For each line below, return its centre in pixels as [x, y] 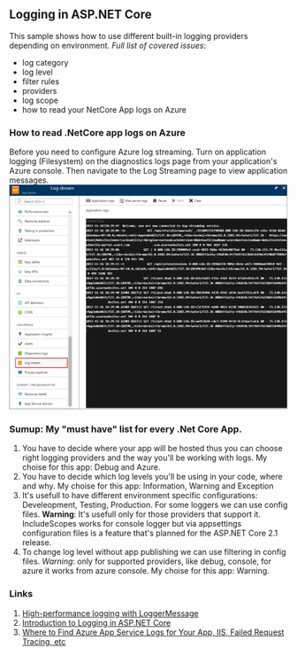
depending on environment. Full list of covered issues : [107, 45]
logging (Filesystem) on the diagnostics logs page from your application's [143, 161]
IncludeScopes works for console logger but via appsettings [132, 524]
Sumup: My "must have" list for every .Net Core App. [126, 429]
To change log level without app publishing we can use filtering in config [154, 552]
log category [45, 62]
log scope [40, 100]
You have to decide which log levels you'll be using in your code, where [152, 477]
